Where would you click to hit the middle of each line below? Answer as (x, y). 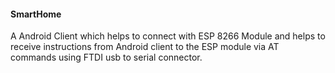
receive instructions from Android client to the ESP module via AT (145, 47)
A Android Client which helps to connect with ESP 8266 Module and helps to (168, 36)
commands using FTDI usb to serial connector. (106, 57)
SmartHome (36, 14)
